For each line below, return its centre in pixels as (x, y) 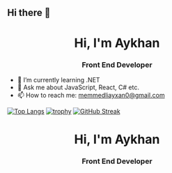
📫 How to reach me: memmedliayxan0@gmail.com (91, 95)
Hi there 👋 (29, 13)
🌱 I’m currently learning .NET (58, 80)
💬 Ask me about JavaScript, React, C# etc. (78, 87)
